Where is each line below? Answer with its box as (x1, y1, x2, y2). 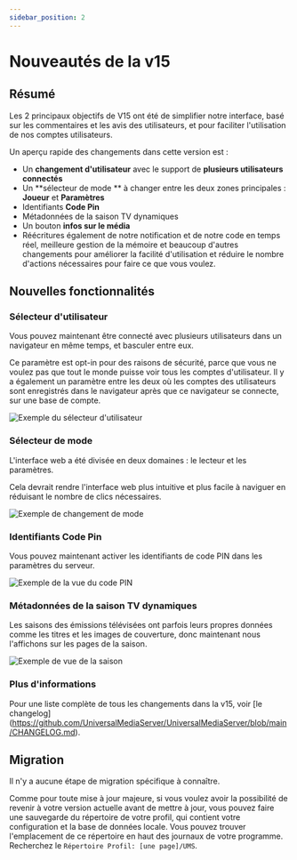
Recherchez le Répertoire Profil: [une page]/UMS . (9, 840, 198, 851)
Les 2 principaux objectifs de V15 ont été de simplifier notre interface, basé (9, 110, 285, 121)
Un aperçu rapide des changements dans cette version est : (9, 146, 229, 157)
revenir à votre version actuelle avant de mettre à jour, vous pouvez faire (9, 802, 275, 814)
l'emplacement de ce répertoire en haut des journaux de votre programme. (9, 831, 284, 841)
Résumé (9, 86, 56, 102)
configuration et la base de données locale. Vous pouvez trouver (9, 822, 246, 832)
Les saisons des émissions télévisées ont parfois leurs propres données (9, 620, 273, 631)
